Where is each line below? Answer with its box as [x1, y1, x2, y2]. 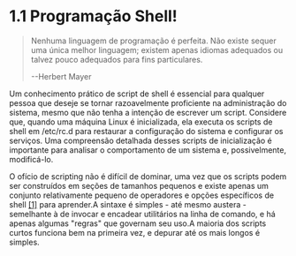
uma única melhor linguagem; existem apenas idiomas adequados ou [30, 44, 284, 55]
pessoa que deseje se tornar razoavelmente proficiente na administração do [9, 97, 287, 108]
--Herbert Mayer [30, 71, 92, 81]
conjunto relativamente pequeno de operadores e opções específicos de [9, 190, 275, 200]
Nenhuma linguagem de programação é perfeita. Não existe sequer [30, 35, 277, 46]
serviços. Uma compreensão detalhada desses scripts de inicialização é [9, 135, 272, 146]
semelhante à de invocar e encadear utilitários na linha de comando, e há [9, 208, 276, 219]
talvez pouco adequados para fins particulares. [30, 54, 203, 64]
